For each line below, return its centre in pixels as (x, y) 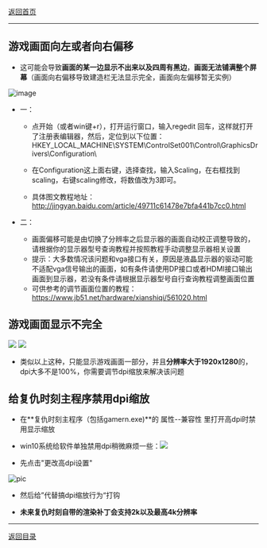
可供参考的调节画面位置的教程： (84, 288)
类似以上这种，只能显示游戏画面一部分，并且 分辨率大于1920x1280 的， (136, 361)
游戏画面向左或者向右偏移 (71, 46)
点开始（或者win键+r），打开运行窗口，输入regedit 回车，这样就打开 (142, 126)
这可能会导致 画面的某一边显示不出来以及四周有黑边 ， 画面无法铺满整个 (135, 67)
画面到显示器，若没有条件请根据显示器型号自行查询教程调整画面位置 (143, 278)
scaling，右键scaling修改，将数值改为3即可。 (106, 179)
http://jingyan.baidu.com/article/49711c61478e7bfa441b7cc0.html (139, 206)
